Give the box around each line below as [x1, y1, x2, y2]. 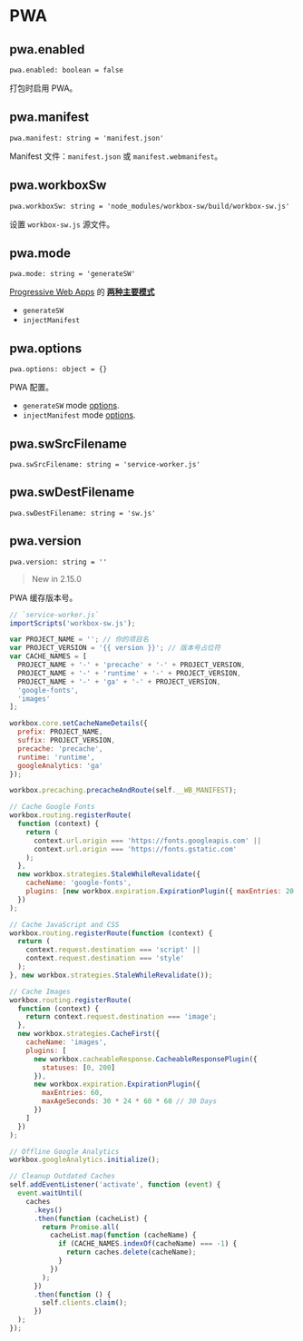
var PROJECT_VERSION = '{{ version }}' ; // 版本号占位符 [9, 644, 221, 653]
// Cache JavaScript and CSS [9, 920, 120, 929]
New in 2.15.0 [31, 573, 82, 584]
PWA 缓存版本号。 [9, 592, 78, 603]
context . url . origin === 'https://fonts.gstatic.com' [33, 844, 238, 853]
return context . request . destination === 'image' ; [25, 1012, 218, 1021]
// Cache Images [9, 987, 71, 996]
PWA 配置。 [9, 382, 54, 393]
